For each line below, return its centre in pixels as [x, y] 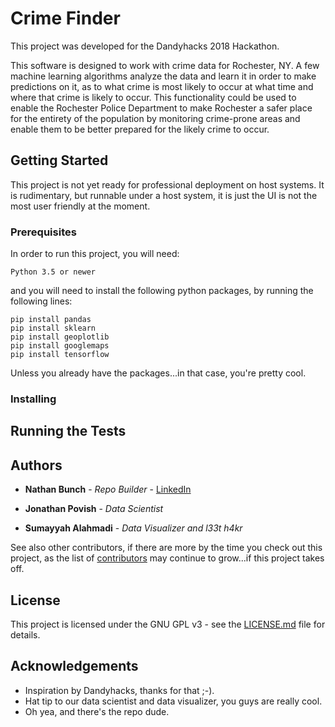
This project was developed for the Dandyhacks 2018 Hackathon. [145, 46]
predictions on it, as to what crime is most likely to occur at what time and [162, 86]
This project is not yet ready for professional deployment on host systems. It [167, 184]
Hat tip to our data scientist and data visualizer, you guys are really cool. [173, 701]
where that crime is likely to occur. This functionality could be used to [153, 97]
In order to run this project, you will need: [95, 254]
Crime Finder [65, 18]
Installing [33, 399]
